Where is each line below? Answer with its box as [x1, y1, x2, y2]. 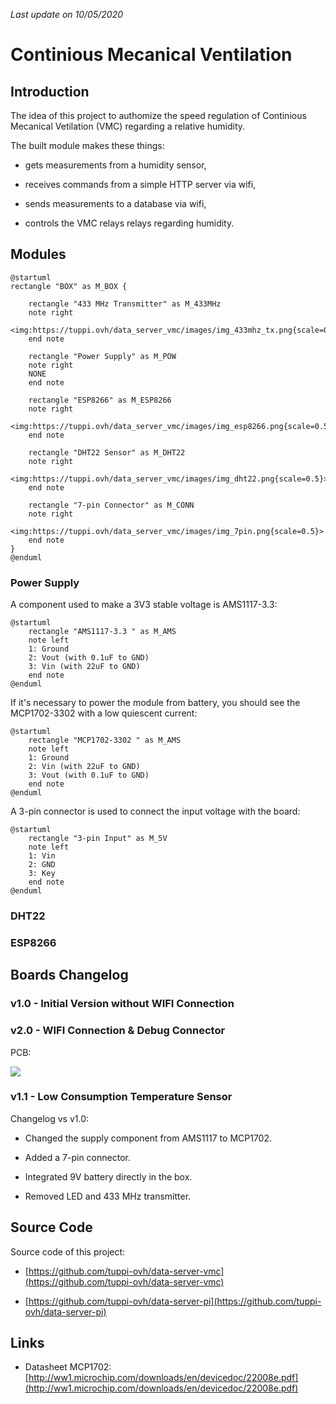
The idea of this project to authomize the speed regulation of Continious [10, 110, 307, 121]
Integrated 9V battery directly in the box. [24, 1170, 193, 1183]
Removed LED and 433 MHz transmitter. [24, 1190, 192, 1202]
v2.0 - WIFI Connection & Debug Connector [10, 1024, 226, 1038]
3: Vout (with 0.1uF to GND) [28, 770, 150, 781]
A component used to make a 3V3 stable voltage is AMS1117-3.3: [10, 599, 278, 611]
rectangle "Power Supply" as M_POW [28, 351, 177, 361]
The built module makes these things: [10, 140, 165, 151]
